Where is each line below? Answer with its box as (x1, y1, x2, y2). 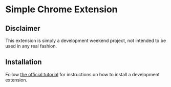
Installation (5, 58, 42, 67)
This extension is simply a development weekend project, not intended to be (5, 37, 166, 43)
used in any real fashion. (5, 43, 57, 49)
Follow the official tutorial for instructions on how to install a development (5, 71, 160, 77)
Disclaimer (5, 24, 40, 33)
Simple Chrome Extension (5, 4, 118, 15)
